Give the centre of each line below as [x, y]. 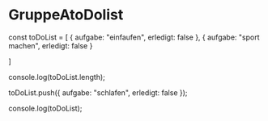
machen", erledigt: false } [51, 45]
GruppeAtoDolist [66, 15]
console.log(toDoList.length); [57, 77]
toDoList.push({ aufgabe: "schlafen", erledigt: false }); [98, 92]
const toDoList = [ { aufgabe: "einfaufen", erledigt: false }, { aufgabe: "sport [134, 37]
